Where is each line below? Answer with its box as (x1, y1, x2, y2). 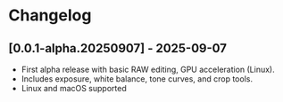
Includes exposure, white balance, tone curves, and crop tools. (21, 74, 254, 84)
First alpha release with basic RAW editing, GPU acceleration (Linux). (21, 64, 275, 75)
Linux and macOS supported (21, 83, 127, 93)
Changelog (8, 5, 92, 26)
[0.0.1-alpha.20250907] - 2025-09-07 (8, 41, 228, 56)
